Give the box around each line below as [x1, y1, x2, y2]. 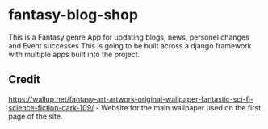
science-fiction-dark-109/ [8, 102, 94, 112]
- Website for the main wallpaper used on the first [95, 102, 261, 112]
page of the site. [8, 111, 63, 121]
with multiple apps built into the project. [8, 49, 140, 59]
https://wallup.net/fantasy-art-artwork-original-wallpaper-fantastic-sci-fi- [8, 94, 254, 104]
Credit [8, 73, 40, 86]
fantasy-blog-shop [8, 6, 139, 24]
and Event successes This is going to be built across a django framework [8, 40, 252, 50]
